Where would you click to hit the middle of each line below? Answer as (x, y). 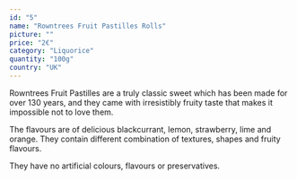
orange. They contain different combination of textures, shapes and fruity (145, 139)
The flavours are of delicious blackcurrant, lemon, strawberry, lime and (140, 129)
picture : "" (31, 34)
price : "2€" (31, 43)
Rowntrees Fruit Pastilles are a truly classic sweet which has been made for (148, 93)
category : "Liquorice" (52, 51)
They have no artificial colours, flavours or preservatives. (115, 166)
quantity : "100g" (42, 59)
